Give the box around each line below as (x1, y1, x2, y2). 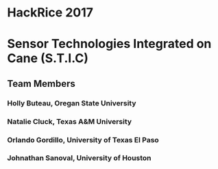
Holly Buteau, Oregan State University (7, 98, 136, 107)
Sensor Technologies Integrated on (7, 36, 212, 52)
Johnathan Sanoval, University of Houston (7, 153, 152, 163)
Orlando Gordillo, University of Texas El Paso (7, 135, 159, 144)
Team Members (7, 77, 75, 90)
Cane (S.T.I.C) (7, 51, 89, 66)
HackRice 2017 (7, 5, 94, 21)
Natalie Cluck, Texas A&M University (7, 116, 132, 126)
